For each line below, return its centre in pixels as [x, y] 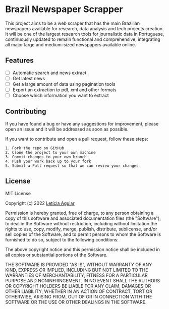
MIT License [18, 193]
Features [19, 61]
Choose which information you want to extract [61, 95]
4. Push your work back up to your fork [48, 161]
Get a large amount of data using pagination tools [64, 84]
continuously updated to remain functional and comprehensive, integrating [83, 39]
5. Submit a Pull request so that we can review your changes [72, 166]
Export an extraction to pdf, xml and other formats [65, 90]
